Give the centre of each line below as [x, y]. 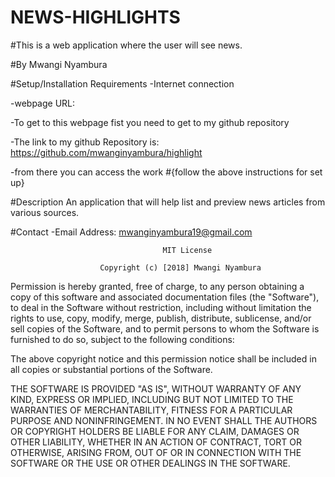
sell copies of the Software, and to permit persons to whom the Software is [165, 328]
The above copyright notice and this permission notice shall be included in [163, 358]
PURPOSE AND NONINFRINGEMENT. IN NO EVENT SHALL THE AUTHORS [164, 420]
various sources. [45, 212]
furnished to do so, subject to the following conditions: [122, 339]
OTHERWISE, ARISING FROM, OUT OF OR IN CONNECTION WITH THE [156, 452]
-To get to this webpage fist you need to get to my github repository [150, 122]
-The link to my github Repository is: [85, 142]
